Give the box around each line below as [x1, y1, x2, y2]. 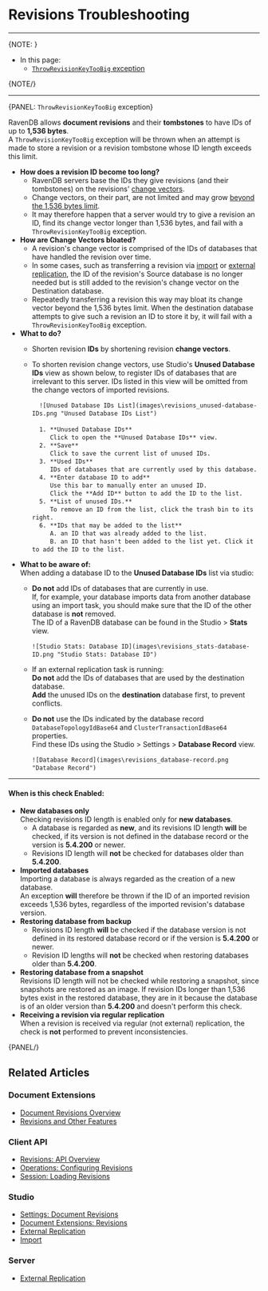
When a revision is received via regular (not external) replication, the [19, 1018, 245, 1029]
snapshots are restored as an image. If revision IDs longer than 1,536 [19, 985, 246, 994]
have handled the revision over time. [31, 252, 152, 262]
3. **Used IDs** [38, 458, 93, 466]
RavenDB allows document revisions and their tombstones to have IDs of [8, 118, 252, 127]
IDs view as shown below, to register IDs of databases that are [31, 368, 237, 378]
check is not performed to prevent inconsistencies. [19, 1027, 188, 1037]
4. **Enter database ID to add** [38, 474, 150, 482]
